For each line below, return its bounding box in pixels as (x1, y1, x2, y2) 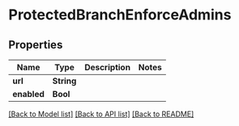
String (52, 75, 77, 86)
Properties (8, 38, 63, 52)
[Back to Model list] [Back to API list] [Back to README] (8, 109, 194, 119)
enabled (12, 89, 45, 99)
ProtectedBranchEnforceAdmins (8, 6, 232, 24)
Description (84, 62, 131, 73)
